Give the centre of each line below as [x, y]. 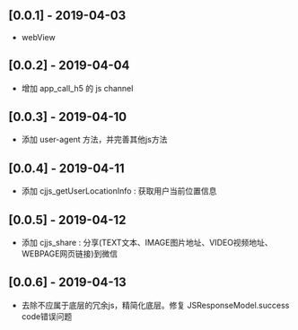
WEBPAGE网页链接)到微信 [70, 254]
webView [38, 37]
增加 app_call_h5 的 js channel [77, 88]
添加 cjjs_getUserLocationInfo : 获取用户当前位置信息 [119, 191]
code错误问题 [47, 316]
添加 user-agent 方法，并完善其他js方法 [94, 140]
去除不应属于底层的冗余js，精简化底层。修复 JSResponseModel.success [155, 305]
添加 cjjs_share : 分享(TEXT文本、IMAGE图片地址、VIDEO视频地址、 [147, 243]
